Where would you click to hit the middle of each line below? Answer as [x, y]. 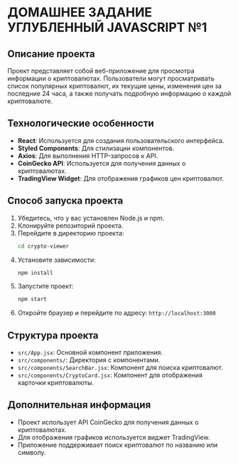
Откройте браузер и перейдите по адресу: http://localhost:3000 [117, 313]
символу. [32, 452]
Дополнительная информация [79, 405]
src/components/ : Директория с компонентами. [89, 360]
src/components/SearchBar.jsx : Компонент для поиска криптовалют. [120, 368]
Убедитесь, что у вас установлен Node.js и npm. [91, 218]
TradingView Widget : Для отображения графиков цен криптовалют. [121, 178]
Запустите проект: [45, 286]
